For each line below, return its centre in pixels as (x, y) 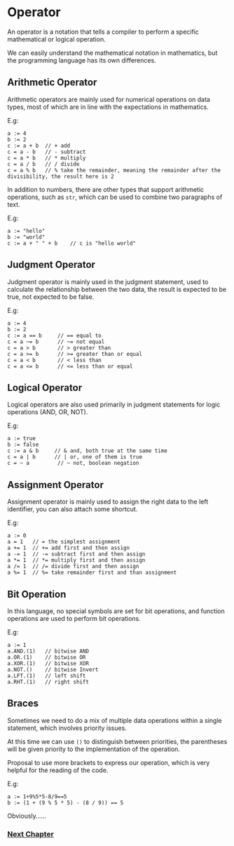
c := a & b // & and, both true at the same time (88, 451)
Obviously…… (27, 816)
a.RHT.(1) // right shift (48, 682)
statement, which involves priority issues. (67, 728)
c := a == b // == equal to (54, 335)
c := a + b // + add (39, 146)
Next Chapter (30, 834)
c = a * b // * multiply (47, 158)
